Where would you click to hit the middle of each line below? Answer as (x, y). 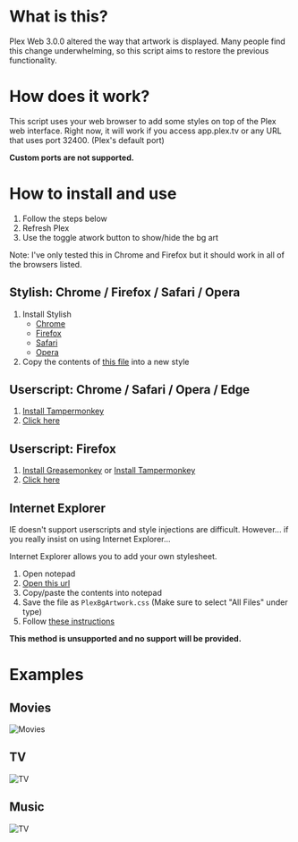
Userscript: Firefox (63, 449)
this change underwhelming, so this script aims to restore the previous (139, 50)
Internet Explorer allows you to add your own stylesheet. (113, 557)
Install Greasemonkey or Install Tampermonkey (109, 471)
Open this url (46, 583)
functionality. (34, 60)
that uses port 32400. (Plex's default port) (87, 140)
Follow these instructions (68, 621)
